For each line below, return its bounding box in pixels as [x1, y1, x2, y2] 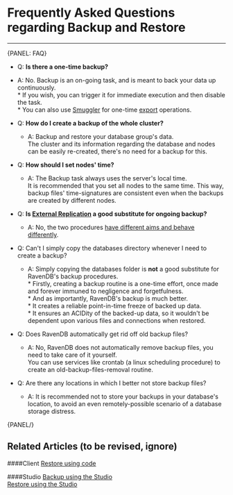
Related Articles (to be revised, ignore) [7, 441, 178, 453]
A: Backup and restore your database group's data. [27, 132, 174, 140]
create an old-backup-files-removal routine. [27, 365, 154, 374]
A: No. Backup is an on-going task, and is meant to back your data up [17, 76, 216, 84]
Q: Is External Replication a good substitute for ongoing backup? [17, 210, 207, 218]
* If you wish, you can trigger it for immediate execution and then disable [17, 90, 225, 99]
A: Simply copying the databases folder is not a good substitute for [27, 265, 220, 273]
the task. [17, 98, 43, 106]
